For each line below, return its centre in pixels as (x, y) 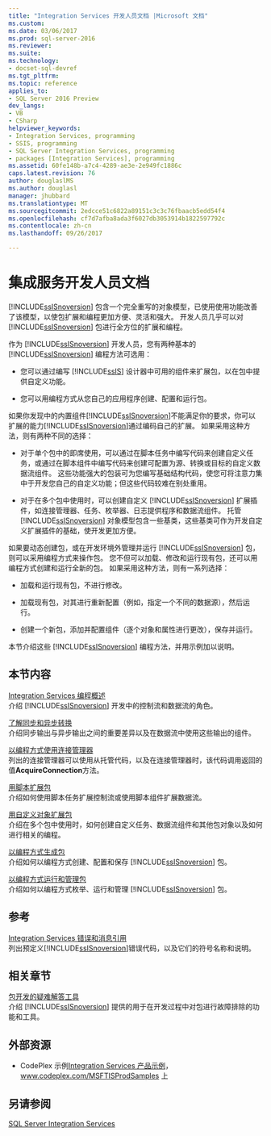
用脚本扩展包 (29, 787)
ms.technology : (34, 61)
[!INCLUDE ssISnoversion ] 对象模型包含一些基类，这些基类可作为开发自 (138, 520)
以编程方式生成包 (37, 851)
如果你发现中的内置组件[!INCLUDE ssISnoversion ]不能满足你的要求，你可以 (132, 416)
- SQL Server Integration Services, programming (92, 151)
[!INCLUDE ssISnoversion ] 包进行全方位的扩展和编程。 (98, 327)
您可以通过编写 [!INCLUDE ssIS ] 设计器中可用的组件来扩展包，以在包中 (136, 371)
